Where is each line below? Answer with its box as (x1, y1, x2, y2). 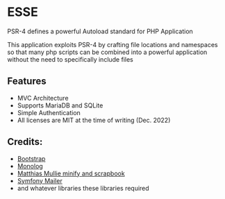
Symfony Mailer (17, 176, 62, 184)
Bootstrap (17, 154, 46, 163)
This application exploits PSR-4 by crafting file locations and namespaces (7, 40, 218, 49)
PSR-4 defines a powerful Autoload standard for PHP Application (7, 27, 193, 35)
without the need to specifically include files (7, 55, 133, 63)
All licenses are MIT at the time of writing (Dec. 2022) (17, 116, 171, 124)
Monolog (17, 162, 43, 170)
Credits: (7, 136, 43, 148)
